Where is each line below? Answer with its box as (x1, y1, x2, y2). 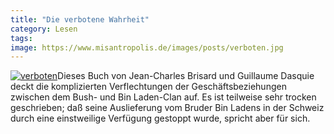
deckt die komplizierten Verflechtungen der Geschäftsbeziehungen (10, 81, 287, 93)
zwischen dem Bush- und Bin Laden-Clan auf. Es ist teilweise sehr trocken (10, 91, 317, 103)
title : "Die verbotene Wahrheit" (10, 14, 150, 25)
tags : (10, 33, 33, 43)
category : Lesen (10, 24, 78, 34)
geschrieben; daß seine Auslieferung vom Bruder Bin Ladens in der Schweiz (10, 102, 325, 114)
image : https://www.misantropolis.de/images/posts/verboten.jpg (10, 42, 284, 53)
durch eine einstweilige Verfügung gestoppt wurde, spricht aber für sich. (10, 112, 311, 125)
